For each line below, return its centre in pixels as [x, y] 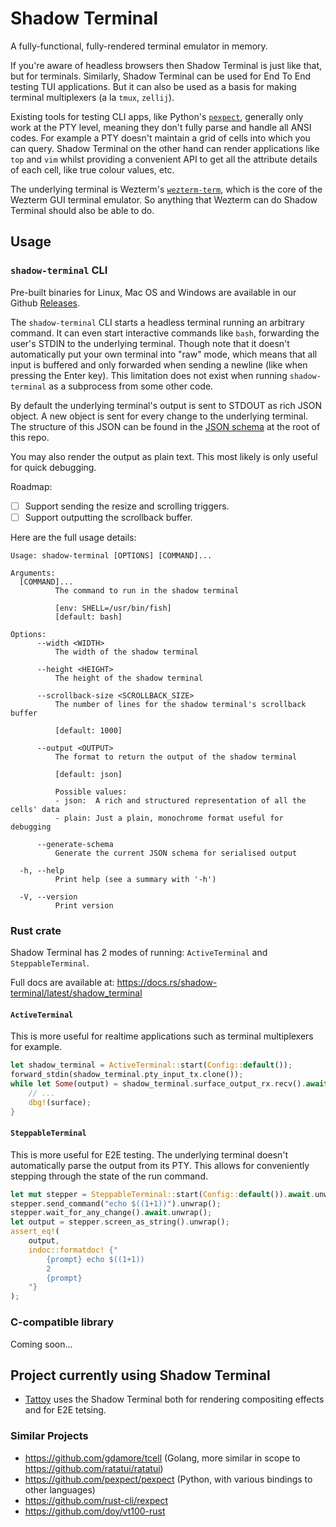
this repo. [30, 437]
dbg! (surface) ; [60, 1102]
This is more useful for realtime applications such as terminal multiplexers [162, 1036]
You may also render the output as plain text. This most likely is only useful [164, 456]
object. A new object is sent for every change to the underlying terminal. [159, 416]
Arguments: [33, 573]
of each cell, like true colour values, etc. [92, 169]
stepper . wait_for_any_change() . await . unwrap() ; [111, 1213]
